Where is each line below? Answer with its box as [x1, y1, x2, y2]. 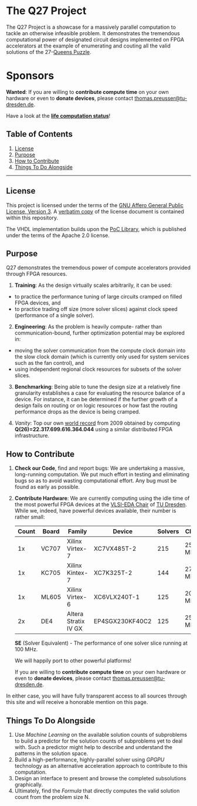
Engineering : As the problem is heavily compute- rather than [14, 323, 162, 330]
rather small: [14, 513, 45, 520]
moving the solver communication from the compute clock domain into [14, 347, 186, 354]
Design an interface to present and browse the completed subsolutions [14, 774, 186, 781]
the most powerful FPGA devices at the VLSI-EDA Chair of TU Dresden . [14, 501, 188, 508]
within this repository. [6, 214, 59, 221]
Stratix [66, 617, 85, 625]
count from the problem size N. [14, 793, 90, 800]
